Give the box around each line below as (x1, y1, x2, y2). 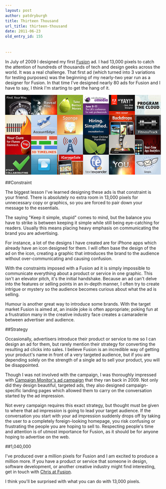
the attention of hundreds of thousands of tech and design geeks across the (5, 64, 161, 70)
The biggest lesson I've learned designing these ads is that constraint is (5, 189, 152, 195)
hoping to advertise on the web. (5, 434, 70, 440)
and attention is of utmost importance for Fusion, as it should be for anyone (5, 429, 159, 435)
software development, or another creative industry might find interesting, (5, 464, 156, 470)
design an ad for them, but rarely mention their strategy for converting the (5, 341, 156, 347)
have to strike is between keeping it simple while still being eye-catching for (5, 220, 160, 226)
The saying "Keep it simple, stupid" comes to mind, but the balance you (5, 215, 151, 221)
